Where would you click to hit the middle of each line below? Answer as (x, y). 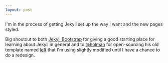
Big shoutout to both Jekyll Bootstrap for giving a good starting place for (80, 39)
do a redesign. (20, 55)
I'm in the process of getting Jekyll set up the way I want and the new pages (84, 24)
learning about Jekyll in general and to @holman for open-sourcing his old (82, 44)
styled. (12, 29)
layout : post (19, 10)
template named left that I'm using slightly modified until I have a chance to (83, 49)
